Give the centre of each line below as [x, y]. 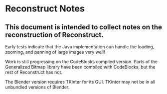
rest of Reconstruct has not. [34, 72]
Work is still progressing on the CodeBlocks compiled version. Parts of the [82, 62]
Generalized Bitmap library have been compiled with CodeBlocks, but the [80, 67]
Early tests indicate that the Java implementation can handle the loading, [80, 47]
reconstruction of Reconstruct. [54, 35]
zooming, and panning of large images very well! [55, 52]
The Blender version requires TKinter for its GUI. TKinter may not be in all [80, 82]
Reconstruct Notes [45, 9]
